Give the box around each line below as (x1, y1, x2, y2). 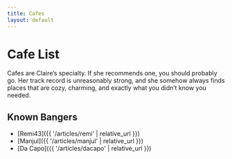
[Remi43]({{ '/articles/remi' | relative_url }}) (17, 129, 141, 138)
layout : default (7, 17, 54, 24)
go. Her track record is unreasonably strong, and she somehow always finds (7, 77, 225, 85)
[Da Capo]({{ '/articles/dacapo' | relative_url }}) (17, 144, 152, 153)
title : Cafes (7, 10, 45, 17)
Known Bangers (7, 111, 78, 123)
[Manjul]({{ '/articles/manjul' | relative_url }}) (17, 137, 144, 145)
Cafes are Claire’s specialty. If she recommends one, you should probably (7, 69, 217, 77)
